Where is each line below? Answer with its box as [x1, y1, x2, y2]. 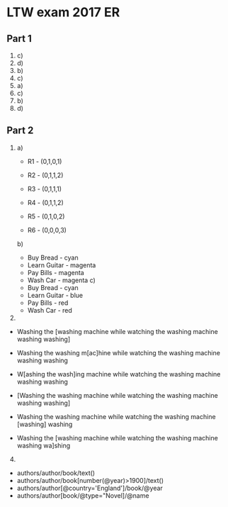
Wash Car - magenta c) [27, 276, 96, 284]
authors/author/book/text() [16, 469, 96, 477]
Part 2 [6, 125, 34, 137]
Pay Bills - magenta [27, 268, 84, 277]
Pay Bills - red [27, 299, 69, 307]
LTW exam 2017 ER [6, 4, 120, 21]
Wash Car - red [27, 306, 72, 314]
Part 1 [6, 33, 33, 45]
